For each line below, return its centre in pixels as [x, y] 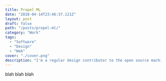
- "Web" [18, 51]
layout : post [19, 19]
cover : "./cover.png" [27, 56]
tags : [11, 38]
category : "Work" [23, 33]
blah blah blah [20, 74]
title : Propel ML [23, 10]
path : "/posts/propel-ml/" [33, 28]
